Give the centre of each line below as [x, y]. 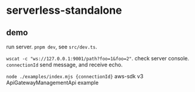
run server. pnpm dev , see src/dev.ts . [52, 47]
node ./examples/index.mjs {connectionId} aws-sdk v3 [75, 76]
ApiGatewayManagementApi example [52, 82]
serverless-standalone [64, 10]
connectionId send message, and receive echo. [64, 65]
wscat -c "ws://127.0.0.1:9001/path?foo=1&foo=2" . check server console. [98, 58]
